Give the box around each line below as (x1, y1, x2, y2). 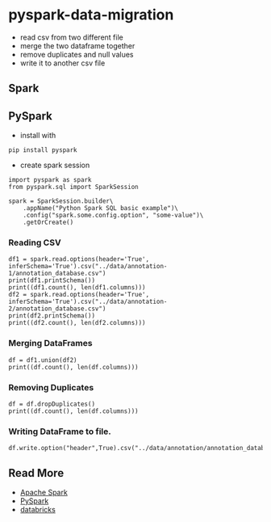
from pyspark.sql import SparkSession (8, 183, 139, 192)
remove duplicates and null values (19, 49, 135, 59)
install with (19, 131, 56, 141)
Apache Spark (19, 487, 69, 498)
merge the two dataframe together (19, 40, 135, 50)
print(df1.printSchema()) (8, 276, 95, 284)
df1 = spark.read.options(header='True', (8, 255, 150, 263)
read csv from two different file (19, 32, 123, 42)
